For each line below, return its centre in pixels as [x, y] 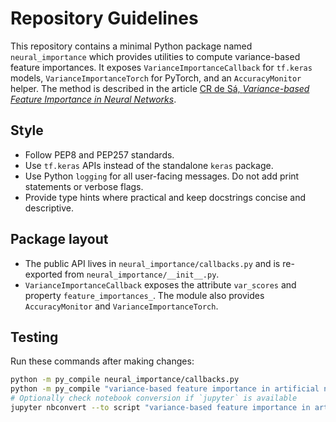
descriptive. [49, 208]
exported [43, 274]
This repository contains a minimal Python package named [131, 46]
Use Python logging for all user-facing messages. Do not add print [162, 176]
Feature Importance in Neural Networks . [93, 99]
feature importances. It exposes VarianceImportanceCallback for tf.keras [161, 67]
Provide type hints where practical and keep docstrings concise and [165, 197]
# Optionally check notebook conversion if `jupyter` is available [154, 398]
